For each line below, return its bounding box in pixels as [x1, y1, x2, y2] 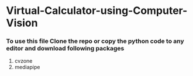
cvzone [14, 57, 33, 64]
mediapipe [14, 64, 40, 71]
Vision [6, 16, 38, 30]
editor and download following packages [6, 45, 125, 53]
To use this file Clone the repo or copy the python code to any [6, 37, 184, 45]
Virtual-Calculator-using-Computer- [6, 4, 188, 17]
